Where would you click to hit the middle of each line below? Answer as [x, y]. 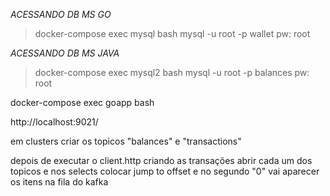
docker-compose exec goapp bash [82, 102]
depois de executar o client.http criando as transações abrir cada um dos [161, 160]
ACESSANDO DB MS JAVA [65, 53]
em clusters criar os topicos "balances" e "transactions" [126, 141]
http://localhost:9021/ [54, 122]
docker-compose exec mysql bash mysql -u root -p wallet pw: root [172, 33]
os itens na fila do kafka [59, 182]
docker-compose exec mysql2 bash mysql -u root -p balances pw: [172, 72]
